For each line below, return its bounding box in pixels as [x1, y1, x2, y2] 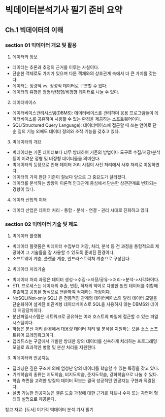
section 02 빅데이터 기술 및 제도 [5, 220, 78, 227]
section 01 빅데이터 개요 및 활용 [5, 41, 77, 48]
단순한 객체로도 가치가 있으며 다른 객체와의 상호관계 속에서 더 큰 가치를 [12, 70, 148, 76]
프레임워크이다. [25, 332, 55, 338]
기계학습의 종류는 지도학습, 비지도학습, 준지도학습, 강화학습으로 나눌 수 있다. [12, 372, 159, 378]
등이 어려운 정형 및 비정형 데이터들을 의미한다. [12, 155, 101, 161]
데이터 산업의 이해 [12, 197, 47, 203]
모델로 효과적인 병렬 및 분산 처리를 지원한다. [12, 345, 97, 350]
